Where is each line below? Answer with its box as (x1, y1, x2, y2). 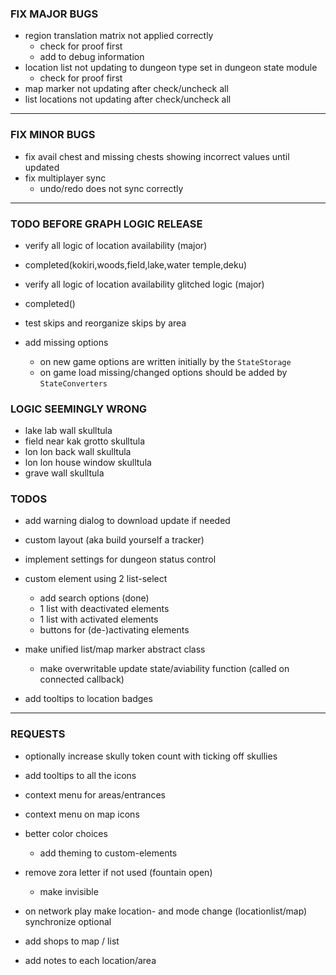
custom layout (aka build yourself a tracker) (24, 534, 205, 546)
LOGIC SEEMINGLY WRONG (10, 402, 148, 416)
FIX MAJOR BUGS (10, 7, 99, 21)
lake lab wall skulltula (24, 425, 113, 437)
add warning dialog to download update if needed (24, 515, 231, 527)
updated (24, 161, 60, 173)
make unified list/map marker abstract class (24, 643, 206, 656)
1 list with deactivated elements (39, 603, 170, 615)
